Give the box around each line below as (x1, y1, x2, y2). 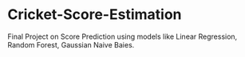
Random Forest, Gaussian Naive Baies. (7, 40, 135, 49)
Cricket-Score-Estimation (7, 6, 182, 24)
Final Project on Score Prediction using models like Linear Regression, (7, 32, 238, 41)
